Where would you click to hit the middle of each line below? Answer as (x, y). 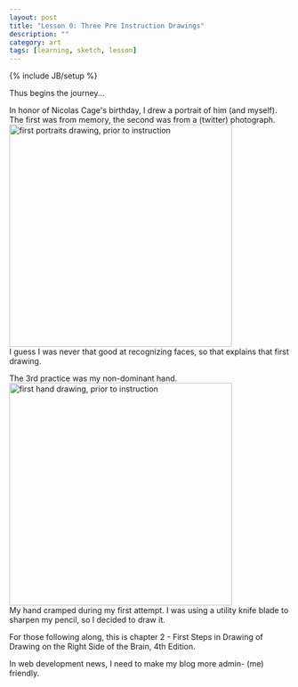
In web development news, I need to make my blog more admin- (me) (137, 664)
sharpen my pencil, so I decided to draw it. (88, 620)
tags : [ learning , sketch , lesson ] (73, 51)
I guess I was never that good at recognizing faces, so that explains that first (149, 352)
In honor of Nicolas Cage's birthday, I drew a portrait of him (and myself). (143, 110)
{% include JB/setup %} (53, 76)
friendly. (24, 674)
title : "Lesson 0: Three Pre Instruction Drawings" (107, 26)
